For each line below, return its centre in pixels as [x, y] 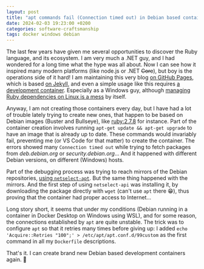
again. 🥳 [17, 260]
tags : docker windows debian [43, 35]
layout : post [23, 12]
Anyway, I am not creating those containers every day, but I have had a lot [99, 108]
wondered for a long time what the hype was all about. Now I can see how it [101, 65]
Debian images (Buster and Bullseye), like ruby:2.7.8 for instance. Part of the [102, 121]
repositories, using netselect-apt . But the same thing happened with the [97, 178]
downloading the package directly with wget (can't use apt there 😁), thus [98, 191]
